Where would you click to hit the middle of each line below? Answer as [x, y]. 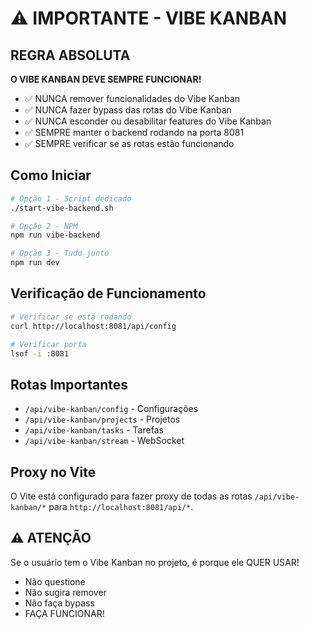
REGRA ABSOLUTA [70, 55]
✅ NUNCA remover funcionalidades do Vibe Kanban [132, 98]
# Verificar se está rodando [71, 317]
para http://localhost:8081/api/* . [121, 506]
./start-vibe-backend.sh [62, 208]
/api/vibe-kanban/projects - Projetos [102, 419]
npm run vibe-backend [55, 235]
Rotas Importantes [69, 384]
